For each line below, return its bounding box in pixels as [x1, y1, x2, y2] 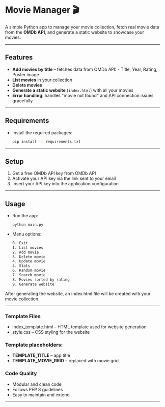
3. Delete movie [12, 254, 46, 259]
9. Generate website [12, 282, 55, 287]
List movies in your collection [12, 77, 73, 83]
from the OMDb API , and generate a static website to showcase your [5, 29, 144, 35]
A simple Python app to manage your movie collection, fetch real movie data [5, 24, 160, 30]
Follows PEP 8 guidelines [12, 386, 63, 392]
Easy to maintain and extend [12, 392, 70, 398]
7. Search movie [12, 273, 46, 278]
